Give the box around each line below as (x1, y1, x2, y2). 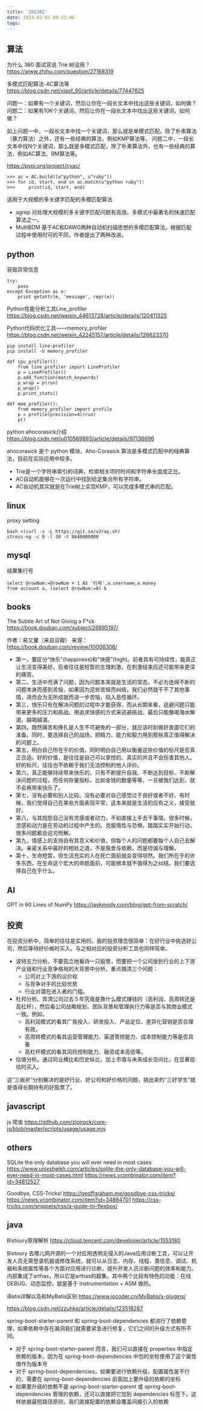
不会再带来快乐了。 (15, 784, 64, 792)
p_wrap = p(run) (17, 380, 59, 386)
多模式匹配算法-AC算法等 (7, 80, 70, 88)
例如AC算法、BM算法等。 (17, 150, 81, 158)
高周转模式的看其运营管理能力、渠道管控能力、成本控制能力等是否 (24, 1033, 189, 1040)
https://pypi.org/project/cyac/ (7, 162, 81, 170)
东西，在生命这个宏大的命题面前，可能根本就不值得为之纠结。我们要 (20, 860, 190, 867)
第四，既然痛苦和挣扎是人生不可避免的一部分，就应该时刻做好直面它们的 (15, 724, 195, 731)
